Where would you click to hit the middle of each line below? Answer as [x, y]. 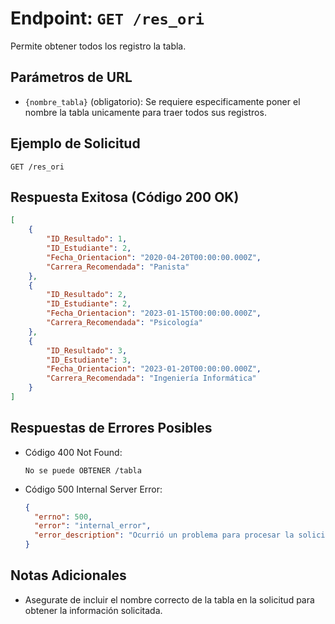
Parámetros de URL [71, 77]
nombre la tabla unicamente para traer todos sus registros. [145, 112]
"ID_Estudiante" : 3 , [89, 360]
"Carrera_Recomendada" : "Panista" [118, 267]
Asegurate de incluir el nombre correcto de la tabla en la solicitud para [169, 599]
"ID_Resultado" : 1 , [87, 239]
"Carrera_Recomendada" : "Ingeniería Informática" [151, 378]
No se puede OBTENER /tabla [83, 470]
